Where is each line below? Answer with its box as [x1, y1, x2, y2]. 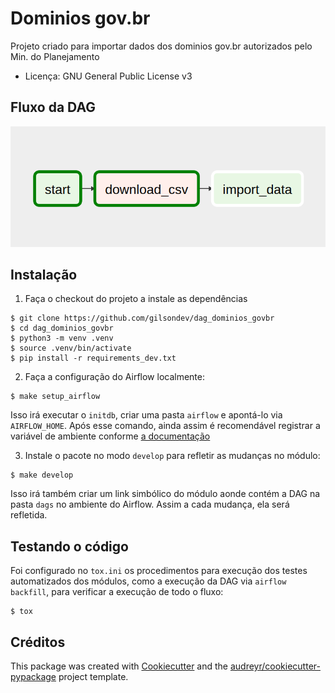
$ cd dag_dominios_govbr [10, 323, 114, 334]
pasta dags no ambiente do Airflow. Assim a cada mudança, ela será [10, 498, 290, 511]
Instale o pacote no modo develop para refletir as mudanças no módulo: [24, 450, 321, 462]
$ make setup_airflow [10, 392, 101, 402]
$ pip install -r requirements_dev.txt [10, 353, 177, 364]
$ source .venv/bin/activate [10, 343, 132, 354]
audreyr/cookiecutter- [229, 660, 321, 672]
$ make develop [10, 470, 74, 481]
